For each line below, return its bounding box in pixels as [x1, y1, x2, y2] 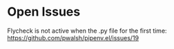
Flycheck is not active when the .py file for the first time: [7, 27, 167, 35]
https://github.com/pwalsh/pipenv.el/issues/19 [7, 33, 139, 42]
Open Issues [7, 4, 81, 20]
